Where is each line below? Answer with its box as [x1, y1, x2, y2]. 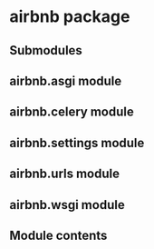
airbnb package [9, 6, 130, 27]
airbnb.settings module [9, 134, 145, 151]
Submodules [9, 43, 83, 58]
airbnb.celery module [9, 105, 134, 120]
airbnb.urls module [9, 166, 120, 182]
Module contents [9, 227, 108, 243]
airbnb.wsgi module [9, 197, 125, 213]
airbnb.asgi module [9, 73, 122, 88]
